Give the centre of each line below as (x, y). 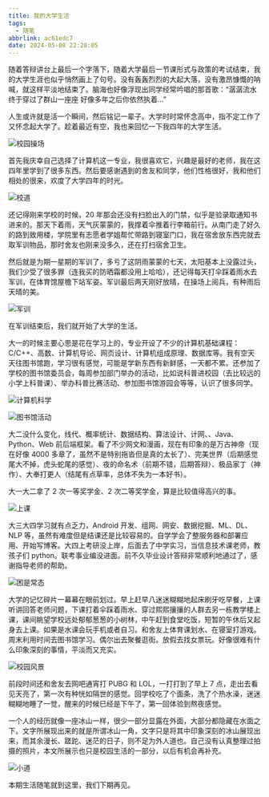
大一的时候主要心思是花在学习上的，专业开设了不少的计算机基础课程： (124, 343)
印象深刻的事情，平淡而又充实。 (68, 649)
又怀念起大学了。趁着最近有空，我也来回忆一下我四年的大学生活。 (117, 127)
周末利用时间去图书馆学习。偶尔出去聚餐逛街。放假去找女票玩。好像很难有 (131, 640)
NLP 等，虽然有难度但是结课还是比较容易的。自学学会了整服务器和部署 (125, 536)
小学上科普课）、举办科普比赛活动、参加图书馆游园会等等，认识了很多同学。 (133, 383)
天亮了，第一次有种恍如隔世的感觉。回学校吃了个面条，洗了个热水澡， (130, 694)
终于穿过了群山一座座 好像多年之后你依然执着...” (87, 99)
